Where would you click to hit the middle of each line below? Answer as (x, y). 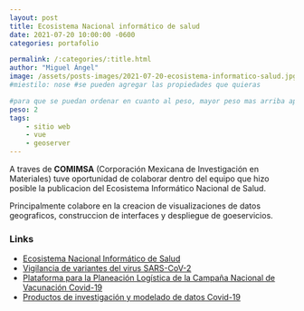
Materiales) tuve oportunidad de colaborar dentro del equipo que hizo (139, 179)
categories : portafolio (54, 43)
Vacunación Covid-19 (62, 287)
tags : (19, 118)
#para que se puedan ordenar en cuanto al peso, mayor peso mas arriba (147, 101)
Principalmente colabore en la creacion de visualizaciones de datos (135, 206)
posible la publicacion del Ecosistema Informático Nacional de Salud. (138, 188)
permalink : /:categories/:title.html (81, 60)
